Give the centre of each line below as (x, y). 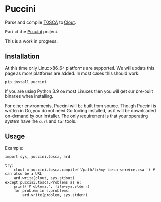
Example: (14, 148)
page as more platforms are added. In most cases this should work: (72, 73)
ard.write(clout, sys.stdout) (44, 178)
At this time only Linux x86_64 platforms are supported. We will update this (80, 68)
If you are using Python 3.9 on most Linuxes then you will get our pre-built (79, 91)
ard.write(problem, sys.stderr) (55, 195)
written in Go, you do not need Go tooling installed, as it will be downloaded (80, 110)
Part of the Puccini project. (32, 31)
